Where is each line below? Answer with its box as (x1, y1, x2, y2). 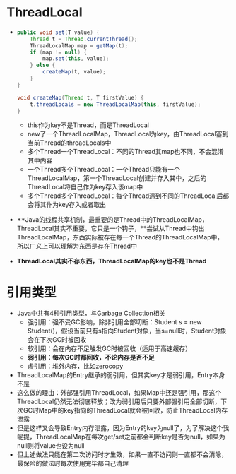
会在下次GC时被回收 (27, 336, 87, 344)
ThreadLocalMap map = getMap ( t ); (30, 42, 129, 49)
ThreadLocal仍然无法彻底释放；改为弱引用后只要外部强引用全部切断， (16, 397, 221, 406)
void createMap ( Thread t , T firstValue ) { (16, 94, 144, 101)
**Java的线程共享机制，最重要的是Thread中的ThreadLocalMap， (16, 215, 209, 224)
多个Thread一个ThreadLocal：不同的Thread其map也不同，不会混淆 (27, 148, 224, 156)
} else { (30, 61, 56, 69)
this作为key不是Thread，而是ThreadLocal (27, 121, 150, 129)
